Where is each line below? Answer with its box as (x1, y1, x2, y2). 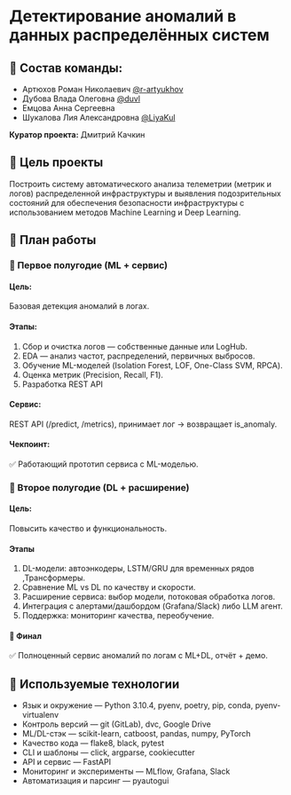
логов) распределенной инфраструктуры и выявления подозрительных (9, 188, 281, 199)
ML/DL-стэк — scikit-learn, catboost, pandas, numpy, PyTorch (21, 728, 251, 739)
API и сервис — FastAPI (21, 757, 112, 767)
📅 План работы (9, 232, 97, 248)
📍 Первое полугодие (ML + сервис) (9, 259, 169, 272)
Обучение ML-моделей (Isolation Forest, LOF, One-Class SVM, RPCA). (21, 359, 283, 370)
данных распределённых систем (9, 25, 270, 45)
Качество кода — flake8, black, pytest (21, 738, 164, 749)
